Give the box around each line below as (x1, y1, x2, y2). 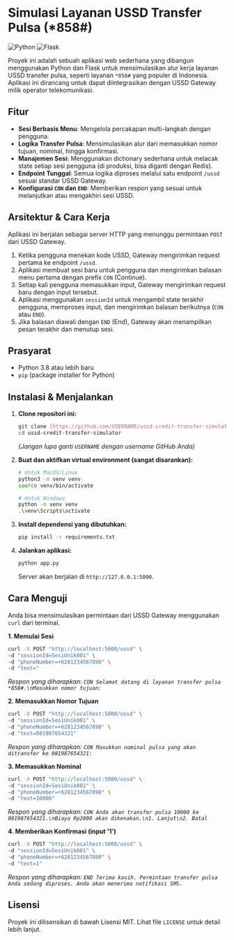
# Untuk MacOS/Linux (17, 469, 78, 476)
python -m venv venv (17, 501, 78, 508)
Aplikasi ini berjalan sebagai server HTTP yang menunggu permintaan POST (8, 230, 223, 238)
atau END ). (17, 310, 47, 318)
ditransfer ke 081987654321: (8, 750, 93, 757)
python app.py (17, 560, 59, 567)
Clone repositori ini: (17, 410, 77, 418)
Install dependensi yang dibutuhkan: (17, 521, 127, 529)
